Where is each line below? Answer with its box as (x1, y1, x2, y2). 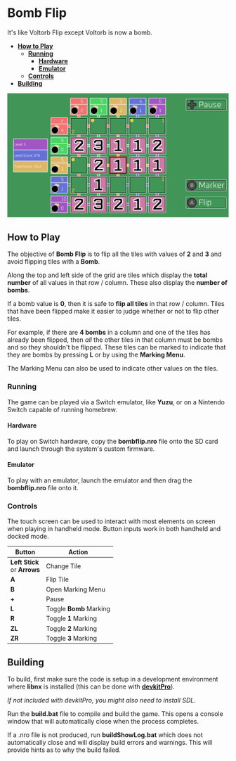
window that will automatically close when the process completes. (7, 717, 199, 726)
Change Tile (46, 561, 81, 570)
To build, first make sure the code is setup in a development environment (7, 675, 218, 684)
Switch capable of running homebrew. (7, 405, 117, 414)
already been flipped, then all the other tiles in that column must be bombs (7, 335, 223, 344)
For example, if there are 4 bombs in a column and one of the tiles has (7, 328, 211, 337)
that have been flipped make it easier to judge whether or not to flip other (7, 307, 220, 316)
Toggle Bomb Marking (46, 605, 111, 613)
